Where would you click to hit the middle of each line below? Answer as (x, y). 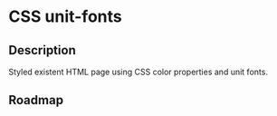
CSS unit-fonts (66, 17)
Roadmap (36, 100)
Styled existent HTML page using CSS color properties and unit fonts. (138, 72)
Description (42, 50)
